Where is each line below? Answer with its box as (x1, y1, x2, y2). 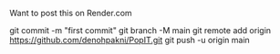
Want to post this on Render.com (9, 8, 132, 18)
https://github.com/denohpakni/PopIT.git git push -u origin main (9, 35, 251, 45)
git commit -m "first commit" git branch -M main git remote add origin (9, 25, 272, 35)
